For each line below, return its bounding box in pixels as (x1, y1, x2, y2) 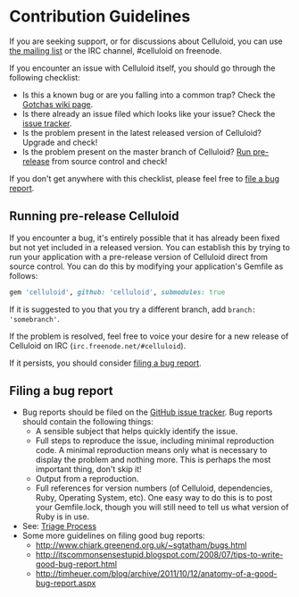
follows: (9, 270, 38, 281)
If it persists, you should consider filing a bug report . (9, 357, 203, 368)
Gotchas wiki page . (21, 98, 94, 109)
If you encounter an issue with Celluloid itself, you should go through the (9, 63, 276, 73)
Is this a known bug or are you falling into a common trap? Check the (21, 89, 276, 100)
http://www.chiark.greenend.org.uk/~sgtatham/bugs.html (35, 540, 247, 551)
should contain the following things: (21, 416, 154, 427)
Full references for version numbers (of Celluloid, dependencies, (35, 483, 273, 493)
